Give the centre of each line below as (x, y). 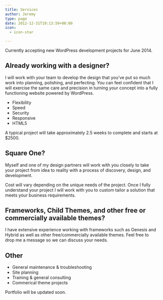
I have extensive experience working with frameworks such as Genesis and (81, 230)
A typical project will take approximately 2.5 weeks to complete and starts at (81, 133)
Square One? (25, 153)
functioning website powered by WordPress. (49, 93)
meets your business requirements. (40, 195)
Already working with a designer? (57, 66)
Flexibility (22, 102)
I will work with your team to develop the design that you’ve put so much (78, 77)
